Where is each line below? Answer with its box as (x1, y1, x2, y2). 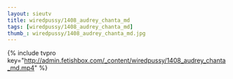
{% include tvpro (7, 49, 56, 57)
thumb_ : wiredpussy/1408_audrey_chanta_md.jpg (7, 29, 146, 37)
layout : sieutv (7, 10, 52, 17)
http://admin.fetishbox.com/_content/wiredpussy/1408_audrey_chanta (24, 57, 226, 65)
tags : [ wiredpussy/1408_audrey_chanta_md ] (7, 23, 133, 30)
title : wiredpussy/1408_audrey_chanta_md (7, 17, 131, 24)
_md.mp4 (7, 64, 35, 72)
